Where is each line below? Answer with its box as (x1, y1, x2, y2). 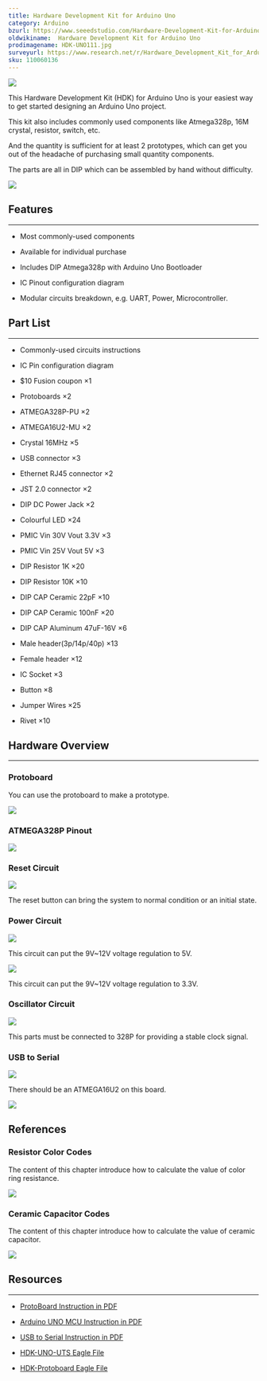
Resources (8, 1273, 63, 1286)
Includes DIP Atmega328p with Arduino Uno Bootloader (19, 262, 203, 272)
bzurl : (8, 26, 30, 34)
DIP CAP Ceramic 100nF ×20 (19, 608, 114, 617)
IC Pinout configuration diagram (19, 277, 125, 287)
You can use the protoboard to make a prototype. (8, 790, 169, 800)
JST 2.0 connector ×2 (19, 484, 92, 494)
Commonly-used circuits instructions (19, 344, 141, 355)
